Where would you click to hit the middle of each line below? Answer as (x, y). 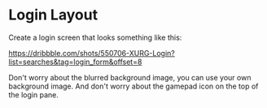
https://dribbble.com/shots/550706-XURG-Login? (92, 53)
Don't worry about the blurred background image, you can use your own (130, 77)
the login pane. (33, 94)
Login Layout (53, 15)
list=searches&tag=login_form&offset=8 (75, 62)
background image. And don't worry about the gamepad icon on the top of (133, 86)
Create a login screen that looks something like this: (95, 37)
